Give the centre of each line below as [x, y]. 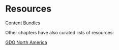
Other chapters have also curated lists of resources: [60, 32]
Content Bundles [23, 23]
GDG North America [26, 42]
